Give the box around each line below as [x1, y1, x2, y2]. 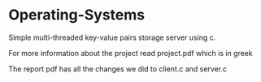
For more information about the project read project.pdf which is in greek [8, 48, 254, 58]
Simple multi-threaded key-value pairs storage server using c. [8, 32, 216, 42]
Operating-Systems [8, 6, 146, 24]
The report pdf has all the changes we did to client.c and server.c [8, 63, 228, 74]
